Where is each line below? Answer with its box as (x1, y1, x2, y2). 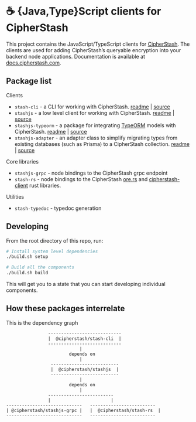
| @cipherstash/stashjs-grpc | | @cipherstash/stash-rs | (6, 407, 161, 413)
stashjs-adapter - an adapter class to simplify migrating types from (14, 134, 178, 141)
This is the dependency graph (6, 319, 78, 326)
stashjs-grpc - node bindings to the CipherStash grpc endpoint (14, 169, 168, 176)
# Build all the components (6, 264, 75, 270)
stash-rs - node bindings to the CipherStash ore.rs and (14, 175, 148, 182)
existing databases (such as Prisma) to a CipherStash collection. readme (14, 140, 190, 147)
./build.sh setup (6, 254, 49, 260)
